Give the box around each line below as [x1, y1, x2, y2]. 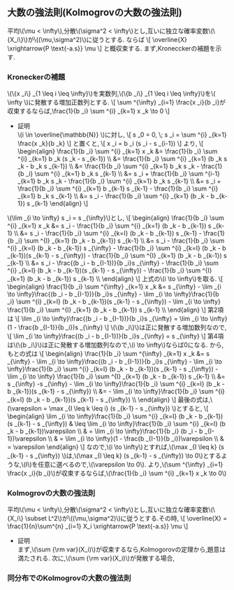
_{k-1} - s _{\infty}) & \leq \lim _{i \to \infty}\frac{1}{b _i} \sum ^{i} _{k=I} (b [14, 420, 226, 428]
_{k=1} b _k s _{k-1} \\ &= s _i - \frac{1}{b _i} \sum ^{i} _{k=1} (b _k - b [17, 192, 215, 200]
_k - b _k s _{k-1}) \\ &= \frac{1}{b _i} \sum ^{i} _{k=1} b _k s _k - [17, 162, 200, 170]
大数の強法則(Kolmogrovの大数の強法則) [7, 6, 183, 19]
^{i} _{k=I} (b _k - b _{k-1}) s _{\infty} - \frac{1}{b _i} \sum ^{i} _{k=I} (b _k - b [7, 244, 226, 252]
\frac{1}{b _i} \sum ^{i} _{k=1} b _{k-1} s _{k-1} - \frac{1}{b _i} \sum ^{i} [17, 184, 219, 193]
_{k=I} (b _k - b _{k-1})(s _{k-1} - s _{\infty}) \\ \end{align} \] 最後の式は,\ [7, 395, 213, 404]
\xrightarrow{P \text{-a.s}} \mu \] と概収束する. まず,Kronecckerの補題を [7, 44, 216, 53]
